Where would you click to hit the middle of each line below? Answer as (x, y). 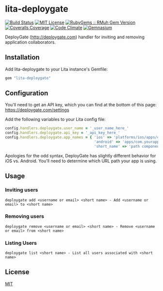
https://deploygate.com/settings (37, 110)
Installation (22, 58)
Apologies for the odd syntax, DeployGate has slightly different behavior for (81, 155)
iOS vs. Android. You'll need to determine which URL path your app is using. (81, 161)
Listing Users (21, 243)
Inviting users (22, 190)
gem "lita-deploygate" (28, 78)
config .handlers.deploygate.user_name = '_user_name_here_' (67, 128)
